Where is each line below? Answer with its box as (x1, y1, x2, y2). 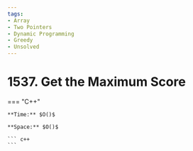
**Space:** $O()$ (7, 123, 59, 130)
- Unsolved (7, 43, 40, 50)
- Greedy (7, 37, 33, 44)
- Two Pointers (7, 23, 53, 30)
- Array (7, 17, 31, 24)
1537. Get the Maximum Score (7, 74, 186, 90)
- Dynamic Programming (7, 30, 75, 38)
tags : (7, 10, 23, 18)
